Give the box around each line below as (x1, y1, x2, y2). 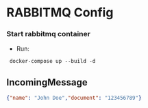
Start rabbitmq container (6, 29, 90, 39)
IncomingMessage (6, 77, 88, 88)
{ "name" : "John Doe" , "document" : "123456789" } (6, 94, 142, 102)
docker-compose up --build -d (9, 58, 96, 65)
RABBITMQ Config (6, 5, 114, 21)
